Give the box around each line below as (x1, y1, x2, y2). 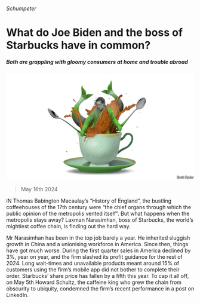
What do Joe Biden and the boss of (6, 26, 183, 39)
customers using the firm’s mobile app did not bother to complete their (6, 266, 180, 273)
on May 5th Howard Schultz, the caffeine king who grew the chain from (6, 278, 182, 286)
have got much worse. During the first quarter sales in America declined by (6, 247, 191, 254)
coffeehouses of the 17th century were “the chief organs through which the (6, 204, 192, 211)
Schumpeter (6, 5, 37, 12)
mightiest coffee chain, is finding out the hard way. (6, 223, 131, 230)
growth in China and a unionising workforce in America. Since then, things (6, 241, 189, 248)
